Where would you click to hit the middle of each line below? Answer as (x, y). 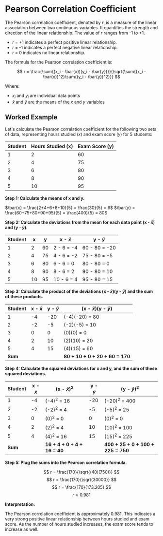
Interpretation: (20, 504)
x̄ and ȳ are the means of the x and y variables (58, 102)
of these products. (24, 296)
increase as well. (22, 529)
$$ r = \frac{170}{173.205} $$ (81, 487)
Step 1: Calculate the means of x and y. (45, 198)
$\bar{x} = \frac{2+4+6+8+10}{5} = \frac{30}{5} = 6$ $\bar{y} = (70, 208)
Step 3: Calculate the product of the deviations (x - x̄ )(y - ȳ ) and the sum (79, 291)
